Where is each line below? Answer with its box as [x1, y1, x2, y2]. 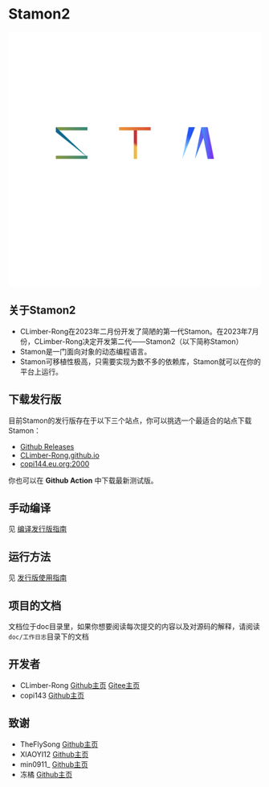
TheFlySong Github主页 [19, 739, 99, 749]
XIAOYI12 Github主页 [19, 749, 89, 759]
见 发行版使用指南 [8, 573, 67, 582]
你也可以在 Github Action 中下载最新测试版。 [8, 475, 158, 485]
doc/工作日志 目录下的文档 [8, 632, 90, 641]
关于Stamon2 [8, 304, 76, 317]
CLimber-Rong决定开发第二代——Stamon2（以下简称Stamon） [34, 336, 243, 346]
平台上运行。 [19, 367, 63, 376]
